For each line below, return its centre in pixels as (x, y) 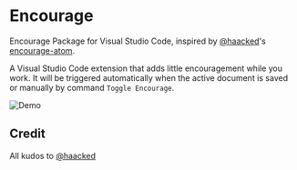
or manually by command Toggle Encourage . (92, 87)
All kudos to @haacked (53, 155)
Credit (27, 134)
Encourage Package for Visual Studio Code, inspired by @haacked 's (138, 41)
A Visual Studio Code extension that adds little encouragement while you (146, 68)
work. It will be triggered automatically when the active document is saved (149, 77)
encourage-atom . (42, 50)
